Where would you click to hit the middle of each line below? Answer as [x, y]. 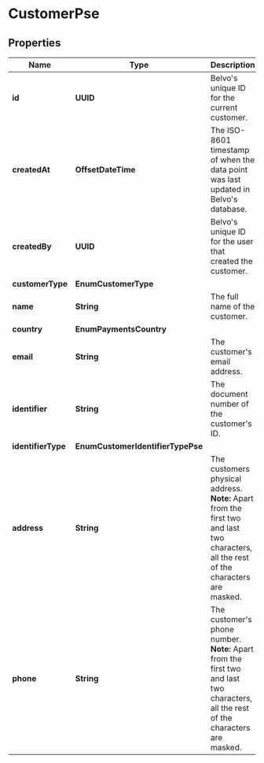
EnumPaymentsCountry [121, 329]
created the [231, 261]
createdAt [31, 170]
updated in [230, 189]
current [224, 107]
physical [226, 479]
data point [229, 170]
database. [229, 209]
